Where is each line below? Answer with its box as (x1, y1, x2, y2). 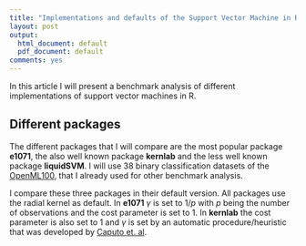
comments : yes (9, 56, 64, 65)
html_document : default (17, 38, 107, 48)
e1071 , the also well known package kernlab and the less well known (9, 150, 268, 161)
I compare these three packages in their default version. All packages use (9, 188, 286, 199)
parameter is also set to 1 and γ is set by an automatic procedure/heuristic (9, 216, 287, 228)
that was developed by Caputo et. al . (9, 226, 148, 237)
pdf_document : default (17, 47, 104, 56)
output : (9, 30, 39, 39)
